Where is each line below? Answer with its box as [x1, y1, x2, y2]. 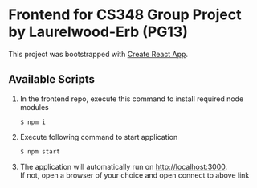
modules [19, 102, 50, 112]
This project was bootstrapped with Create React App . [8, 49, 189, 59]
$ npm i [19, 118, 46, 126]
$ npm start [19, 147, 60, 156]
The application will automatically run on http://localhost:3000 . [19, 161, 228, 171]
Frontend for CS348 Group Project [8, 6, 242, 24]
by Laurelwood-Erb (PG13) [8, 22, 189, 41]
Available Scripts [8, 72, 95, 86]
